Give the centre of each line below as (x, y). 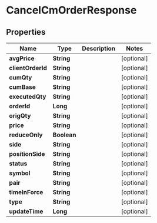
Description (99, 49)
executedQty (28, 96)
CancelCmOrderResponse (71, 10)
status (18, 164)
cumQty (21, 77)
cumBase (23, 87)
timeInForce (26, 192)
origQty (20, 116)
